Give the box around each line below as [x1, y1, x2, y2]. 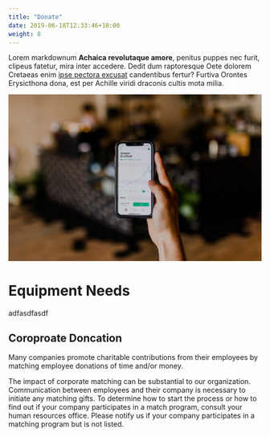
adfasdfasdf [8, 308, 49, 317]
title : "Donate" [8, 13, 63, 21]
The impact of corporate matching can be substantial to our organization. [8, 377, 252, 386]
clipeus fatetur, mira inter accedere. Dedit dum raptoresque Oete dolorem [8, 61, 252, 71]
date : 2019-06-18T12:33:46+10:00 [8, 21, 121, 30]
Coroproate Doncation [8, 331, 123, 345]
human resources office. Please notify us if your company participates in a [8, 410, 256, 421]
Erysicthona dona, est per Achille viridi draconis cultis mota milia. [8, 79, 224, 88]
